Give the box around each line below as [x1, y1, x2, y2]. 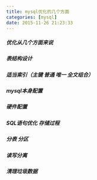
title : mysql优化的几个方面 [6, 8, 70, 15]
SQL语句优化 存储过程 [6, 119, 60, 127]
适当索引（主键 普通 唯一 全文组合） [6, 71, 93, 78]
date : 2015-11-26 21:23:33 [6, 20, 73, 26]
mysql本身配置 [6, 87, 43, 94]
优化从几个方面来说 [6, 39, 54, 46]
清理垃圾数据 [6, 168, 37, 175]
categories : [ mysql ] [6, 14, 58, 20]
